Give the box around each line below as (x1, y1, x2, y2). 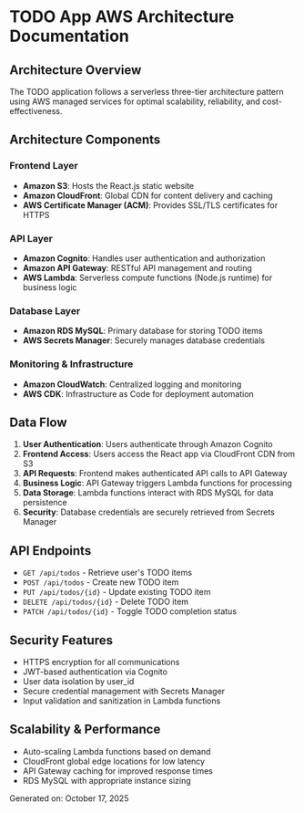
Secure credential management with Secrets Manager (22, 686, 226, 697)
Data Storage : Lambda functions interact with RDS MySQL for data (22, 487, 274, 498)
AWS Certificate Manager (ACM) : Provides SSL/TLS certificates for (22, 199, 279, 211)
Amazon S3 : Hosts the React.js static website (22, 180, 195, 191)
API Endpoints (9, 543, 92, 558)
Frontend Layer (9, 160, 79, 172)
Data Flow (9, 414, 67, 430)
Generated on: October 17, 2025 (9, 792, 129, 804)
